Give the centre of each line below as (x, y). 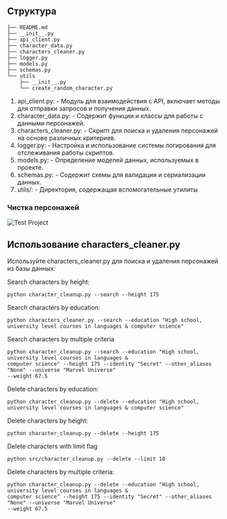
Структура (32, 11)
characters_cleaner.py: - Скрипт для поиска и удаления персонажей (117, 130)
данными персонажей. (51, 123)
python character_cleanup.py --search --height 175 (83, 294)
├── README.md (28, 27)
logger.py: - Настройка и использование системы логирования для (117, 145)
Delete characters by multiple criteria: (61, 472)
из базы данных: (31, 268)
